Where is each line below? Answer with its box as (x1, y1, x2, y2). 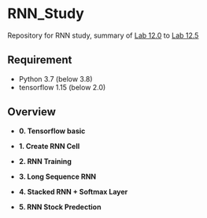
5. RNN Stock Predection (18, 202, 102, 212)
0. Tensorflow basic (18, 126, 86, 136)
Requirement (7, 53, 72, 67)
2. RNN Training (18, 156, 72, 165)
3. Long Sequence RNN (18, 172, 97, 181)
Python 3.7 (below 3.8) (18, 74, 93, 83)
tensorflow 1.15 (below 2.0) (18, 82, 106, 92)
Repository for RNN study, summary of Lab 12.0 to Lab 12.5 (7, 31, 199, 40)
